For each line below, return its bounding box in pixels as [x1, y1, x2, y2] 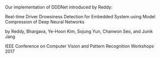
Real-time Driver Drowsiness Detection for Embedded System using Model [5, 14, 156, 19]
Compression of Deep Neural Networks [5, 19, 85, 25]
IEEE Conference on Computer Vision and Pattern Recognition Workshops [5, 43, 154, 49]
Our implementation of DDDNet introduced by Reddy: [5, 4, 113, 10]
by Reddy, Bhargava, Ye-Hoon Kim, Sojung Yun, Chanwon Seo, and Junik [5, 29, 153, 34]
